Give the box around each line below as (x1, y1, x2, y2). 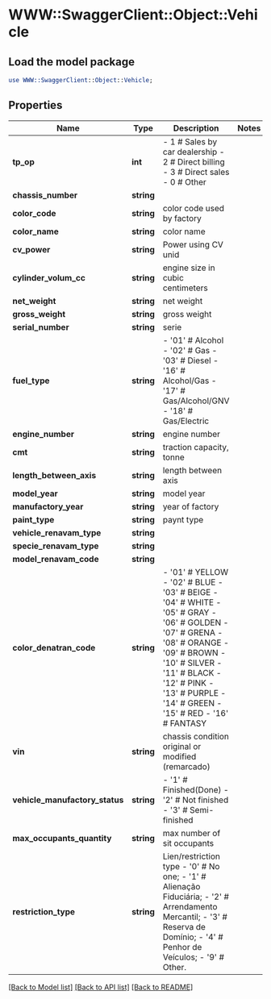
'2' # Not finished (162, 794, 229, 805)
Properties (8, 98, 63, 112)
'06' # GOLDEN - (162, 617, 229, 628)
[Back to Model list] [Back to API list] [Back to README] (8, 982, 194, 992)
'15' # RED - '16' (162, 707, 229, 718)
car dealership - (162, 146, 225, 157)
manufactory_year (12, 501, 84, 512)
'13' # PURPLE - (162, 687, 227, 698)
